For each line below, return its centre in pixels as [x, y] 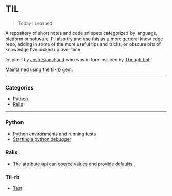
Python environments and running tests [54, 134]
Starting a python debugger [42, 139]
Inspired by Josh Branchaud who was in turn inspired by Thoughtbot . [78, 59]
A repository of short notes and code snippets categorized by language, [81, 33]
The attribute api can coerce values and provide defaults [72, 164]
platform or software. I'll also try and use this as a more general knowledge [84, 39]
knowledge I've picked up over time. [44, 49]
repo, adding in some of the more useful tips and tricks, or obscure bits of [83, 44]
